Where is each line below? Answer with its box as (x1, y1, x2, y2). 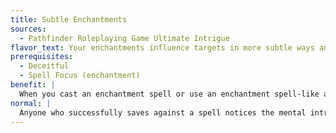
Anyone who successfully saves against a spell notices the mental (19, 107, 307, 118)
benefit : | (10, 80, 56, 90)
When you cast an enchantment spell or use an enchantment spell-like (19, 89, 320, 99)
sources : (10, 24, 47, 34)
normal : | (10, 98, 52, 108)
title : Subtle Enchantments (10, 14, 128, 25)
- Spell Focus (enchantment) (19, 71, 141, 81)
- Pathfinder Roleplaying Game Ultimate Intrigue (19, 33, 230, 43)
